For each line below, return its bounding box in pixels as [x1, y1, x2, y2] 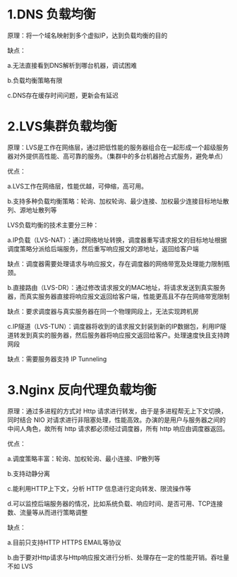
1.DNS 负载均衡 [7, 6, 96, 23]
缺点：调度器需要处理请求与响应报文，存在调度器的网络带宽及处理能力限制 [7, 259, 224, 268]
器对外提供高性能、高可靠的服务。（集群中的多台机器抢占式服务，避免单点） [7, 152, 227, 160]
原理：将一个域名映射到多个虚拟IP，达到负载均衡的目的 [7, 31, 168, 40]
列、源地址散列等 [7, 205, 57, 214]
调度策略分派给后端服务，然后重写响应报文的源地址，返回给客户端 [7, 244, 199, 253]
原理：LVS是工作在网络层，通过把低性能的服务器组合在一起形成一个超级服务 [7, 142, 229, 152]
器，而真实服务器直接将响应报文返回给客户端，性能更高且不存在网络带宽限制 [7, 292, 230, 300]
